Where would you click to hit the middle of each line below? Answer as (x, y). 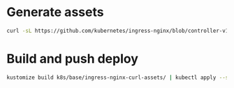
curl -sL (19, 31)
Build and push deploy (73, 59)
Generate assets (55, 12)
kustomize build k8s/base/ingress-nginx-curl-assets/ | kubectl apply (111, 78)
